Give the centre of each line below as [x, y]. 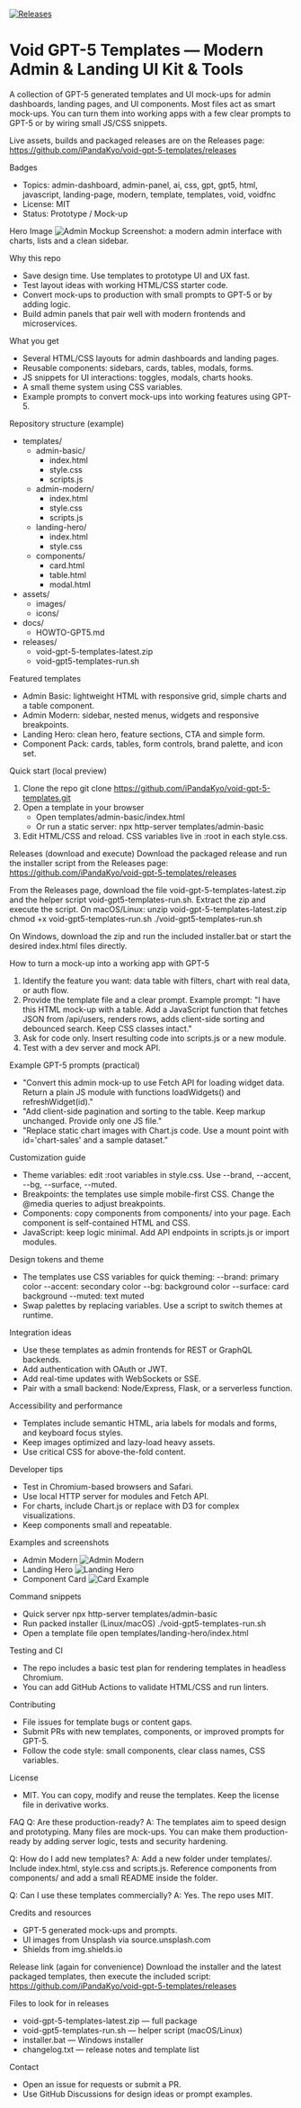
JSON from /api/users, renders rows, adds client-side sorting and [143, 1018]
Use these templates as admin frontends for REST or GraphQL [137, 1350]
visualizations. [49, 1515]
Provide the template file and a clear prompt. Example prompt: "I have [151, 1000]
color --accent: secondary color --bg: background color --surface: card [155, 1286]
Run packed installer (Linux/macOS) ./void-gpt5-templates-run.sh [144, 1623]
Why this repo [35, 258]
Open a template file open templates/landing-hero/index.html [135, 1633]
